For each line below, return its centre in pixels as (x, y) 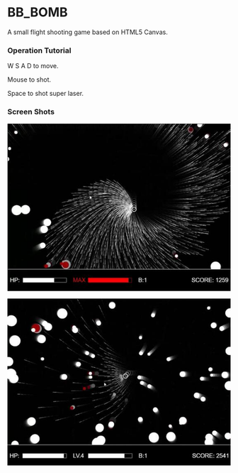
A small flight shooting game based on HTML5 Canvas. (87, 32)
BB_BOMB (38, 12)
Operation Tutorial (39, 50)
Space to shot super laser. (45, 94)
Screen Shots (31, 112)
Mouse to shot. (29, 80)
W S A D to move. (33, 66)
